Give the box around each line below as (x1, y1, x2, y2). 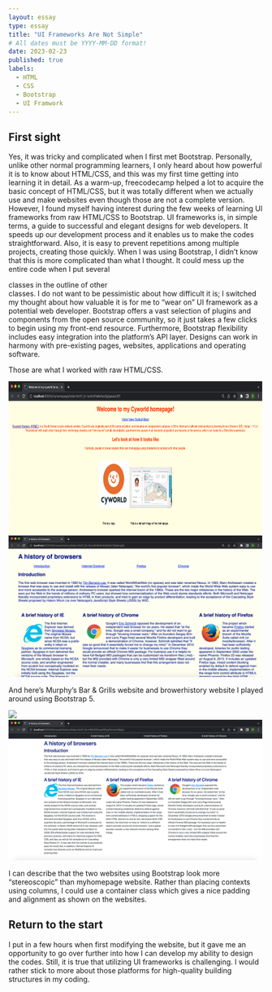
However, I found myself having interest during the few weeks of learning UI (8, 204, 263, 213)
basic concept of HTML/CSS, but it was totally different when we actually (8, 187, 254, 196)
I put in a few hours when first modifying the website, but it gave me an (8, 939, 246, 949)
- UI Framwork (15, 99, 63, 108)
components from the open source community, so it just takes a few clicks (8, 314, 257, 325)
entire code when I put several (8, 265, 110, 274)
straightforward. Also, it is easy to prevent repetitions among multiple (8, 239, 240, 248)
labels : (8, 65, 35, 73)
